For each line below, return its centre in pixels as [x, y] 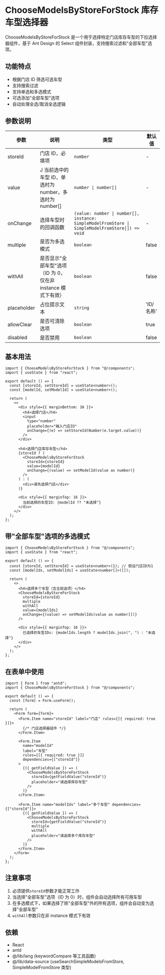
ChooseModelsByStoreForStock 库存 [82, 10]
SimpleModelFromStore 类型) [42, 967]
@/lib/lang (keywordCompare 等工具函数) [54, 956]
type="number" [41, 421]
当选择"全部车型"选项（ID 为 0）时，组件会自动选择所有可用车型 [77, 897]
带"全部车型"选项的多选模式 [47, 536]
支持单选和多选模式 [32, 91]
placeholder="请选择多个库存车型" [63, 836]
